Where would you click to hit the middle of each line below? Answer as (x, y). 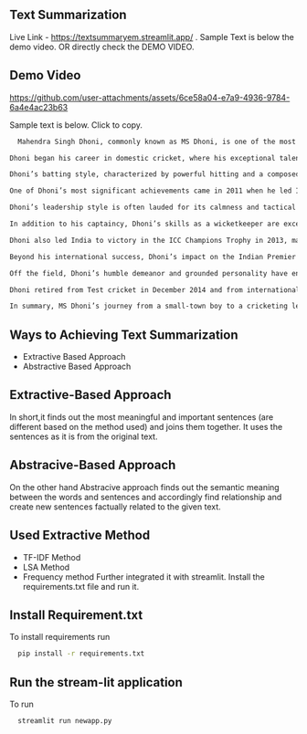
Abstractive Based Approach (77, 367)
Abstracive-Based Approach (93, 465)
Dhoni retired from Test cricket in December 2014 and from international (155, 290)
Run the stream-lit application (96, 682)
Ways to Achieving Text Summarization (124, 335)
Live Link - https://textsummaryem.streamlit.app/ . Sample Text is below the (152, 37)
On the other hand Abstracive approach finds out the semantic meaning (145, 487)
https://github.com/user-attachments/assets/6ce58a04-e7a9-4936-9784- (150, 97)
